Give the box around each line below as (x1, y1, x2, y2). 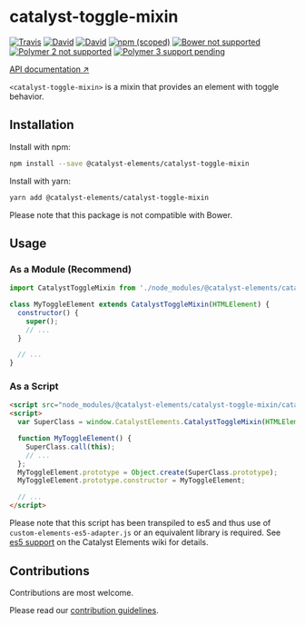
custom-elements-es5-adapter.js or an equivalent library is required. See (9, 527, 281, 538)
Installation (9, 117, 74, 133)
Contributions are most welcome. (9, 587, 134, 598)
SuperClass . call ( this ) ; (25, 442, 116, 451)
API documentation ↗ (9, 64, 90, 74)
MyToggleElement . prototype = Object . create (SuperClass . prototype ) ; (17, 468, 279, 477)
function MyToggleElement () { (17, 434, 132, 443)
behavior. (9, 91, 44, 102)
